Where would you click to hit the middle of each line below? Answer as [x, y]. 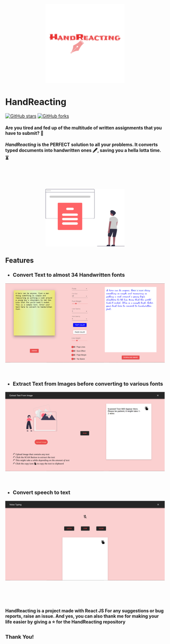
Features [19, 261]
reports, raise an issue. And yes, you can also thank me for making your [82, 616]
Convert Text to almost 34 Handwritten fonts [69, 275]
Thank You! [20, 637]
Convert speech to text [41, 493]
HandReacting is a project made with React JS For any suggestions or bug [84, 611]
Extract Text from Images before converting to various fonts [88, 384]
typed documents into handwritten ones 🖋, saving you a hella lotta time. [83, 150]
